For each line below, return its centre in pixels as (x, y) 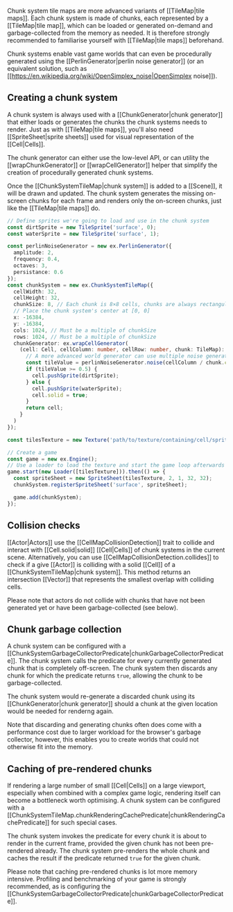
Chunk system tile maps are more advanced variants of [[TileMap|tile (106, 11)
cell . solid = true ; (60, 395)
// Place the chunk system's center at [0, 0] (82, 311)
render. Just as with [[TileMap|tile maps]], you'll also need (90, 129)
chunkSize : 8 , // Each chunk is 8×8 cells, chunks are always (105, 305)
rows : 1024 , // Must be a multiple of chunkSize (85, 337)
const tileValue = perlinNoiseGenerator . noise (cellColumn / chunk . (125, 363)
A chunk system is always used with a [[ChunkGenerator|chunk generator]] (115, 114)
